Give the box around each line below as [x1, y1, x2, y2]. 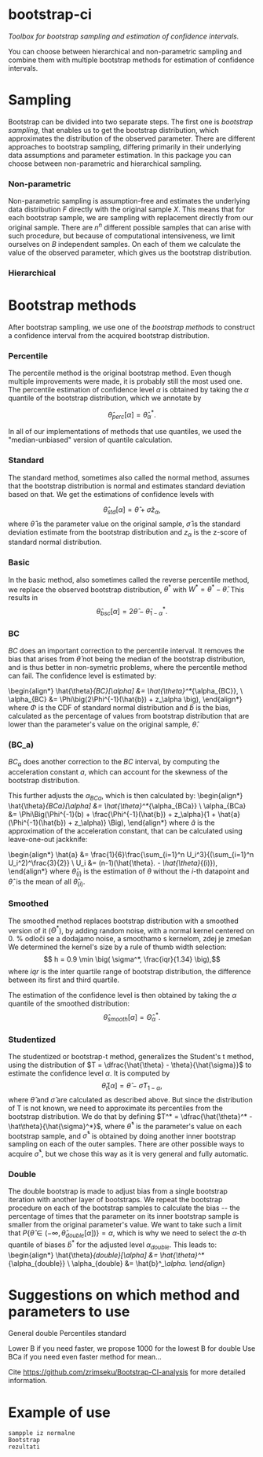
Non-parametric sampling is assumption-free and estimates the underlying [8, 197, 250, 206]
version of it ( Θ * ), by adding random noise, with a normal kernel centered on [8, 924, 255, 935]
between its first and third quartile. [8, 975, 120, 984]
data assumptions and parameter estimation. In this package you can [8, 150, 232, 160]
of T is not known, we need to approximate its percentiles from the [8, 1103, 224, 1113]
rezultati [8, 1443, 41, 1451]
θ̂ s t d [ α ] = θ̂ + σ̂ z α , [103, 505, 161, 516]
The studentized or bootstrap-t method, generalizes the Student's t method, [8, 1052, 254, 1061]
